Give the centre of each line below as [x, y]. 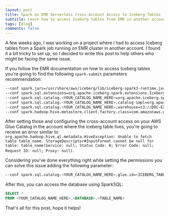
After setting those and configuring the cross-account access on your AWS [83, 122]
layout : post [19, 10]
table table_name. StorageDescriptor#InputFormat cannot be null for [80, 141]
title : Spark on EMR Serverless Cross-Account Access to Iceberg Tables [83, 15]
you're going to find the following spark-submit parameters [66, 74]
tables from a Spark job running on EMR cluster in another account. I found [83, 48]
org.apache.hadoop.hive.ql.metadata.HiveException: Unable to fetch [78, 137]
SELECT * [14, 194]
